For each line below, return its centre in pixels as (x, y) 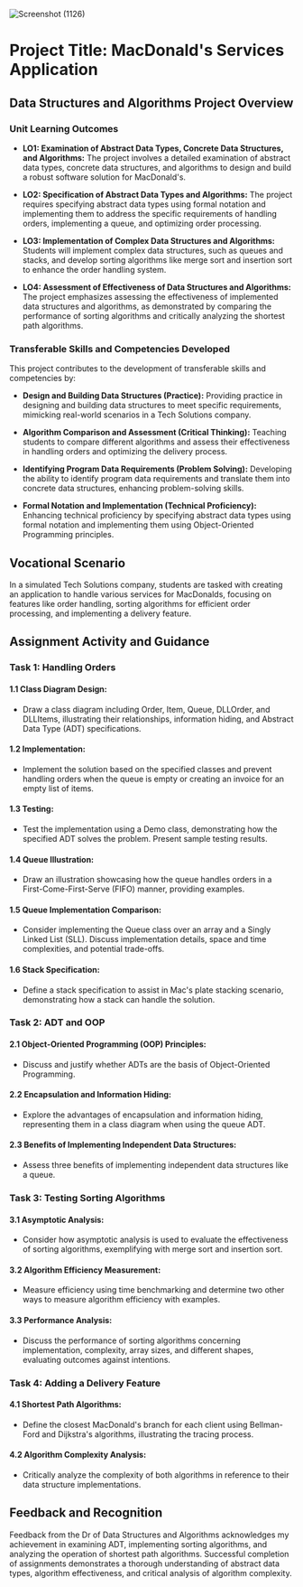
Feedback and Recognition (86, 1513)
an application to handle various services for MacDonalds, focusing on (141, 594)
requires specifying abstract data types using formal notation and (144, 204)
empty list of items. (58, 788)
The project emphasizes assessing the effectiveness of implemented (150, 296)
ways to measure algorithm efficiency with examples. (121, 1300)
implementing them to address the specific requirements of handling (150, 213)
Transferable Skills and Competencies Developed (119, 349)
